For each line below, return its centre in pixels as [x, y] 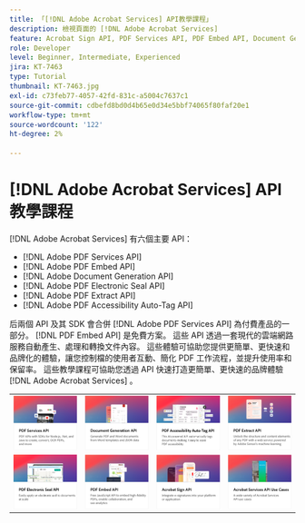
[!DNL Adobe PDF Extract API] [79, 295]
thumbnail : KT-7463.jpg [54, 86]
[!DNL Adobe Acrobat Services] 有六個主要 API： [101, 238]
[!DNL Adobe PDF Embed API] [79, 266]
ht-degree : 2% [36, 134]
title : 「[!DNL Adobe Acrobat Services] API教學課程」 [111, 19]
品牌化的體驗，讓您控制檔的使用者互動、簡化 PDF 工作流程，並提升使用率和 [151, 358]
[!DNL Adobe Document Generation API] [98, 276]
